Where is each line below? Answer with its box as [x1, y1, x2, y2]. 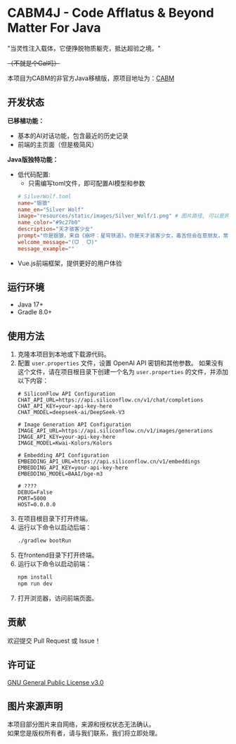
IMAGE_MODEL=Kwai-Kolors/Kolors [17, 440, 112, 447]
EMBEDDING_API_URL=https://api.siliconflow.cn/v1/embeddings [17, 458, 201, 466]
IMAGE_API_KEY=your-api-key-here [17, 434, 116, 441]
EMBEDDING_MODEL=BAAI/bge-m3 [17, 470, 103, 477]
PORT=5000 [17, 495, 47, 502]
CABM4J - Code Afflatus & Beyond [7, 5, 214, 21]
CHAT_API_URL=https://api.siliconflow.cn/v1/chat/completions [17, 397, 204, 404]
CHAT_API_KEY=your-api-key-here [17, 403, 112, 410]
